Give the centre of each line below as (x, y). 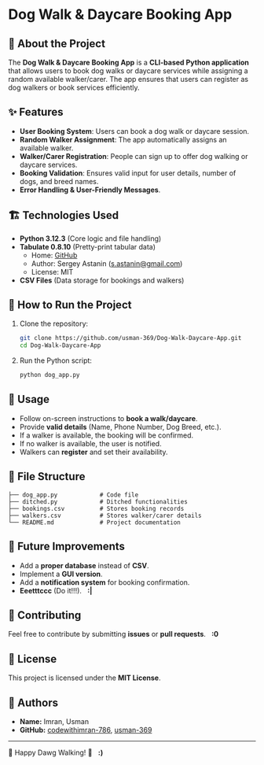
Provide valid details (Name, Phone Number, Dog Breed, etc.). (120, 427)
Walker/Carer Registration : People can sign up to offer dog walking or (134, 156)
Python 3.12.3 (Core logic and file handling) (90, 238)
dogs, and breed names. (59, 181)
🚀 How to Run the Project (70, 305)
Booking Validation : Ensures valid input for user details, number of (128, 173)
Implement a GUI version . (61, 574)
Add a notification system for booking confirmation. (104, 582)
